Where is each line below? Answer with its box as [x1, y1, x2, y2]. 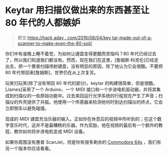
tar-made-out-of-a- [112, 35, 152, 41]
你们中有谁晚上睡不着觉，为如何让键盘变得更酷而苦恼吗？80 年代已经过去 [5, 51, 156, 57]
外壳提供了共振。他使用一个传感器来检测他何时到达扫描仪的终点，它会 [18, 99, 163, 105]
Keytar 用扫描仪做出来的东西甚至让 [5, 5, 150, 16]
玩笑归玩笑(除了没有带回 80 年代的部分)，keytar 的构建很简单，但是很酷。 [5, 80, 157, 86]
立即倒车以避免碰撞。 [5, 105, 49, 111]
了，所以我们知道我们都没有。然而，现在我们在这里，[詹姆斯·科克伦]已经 [5, 57, 154, 63]
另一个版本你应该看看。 [5, 145, 53, 151]
